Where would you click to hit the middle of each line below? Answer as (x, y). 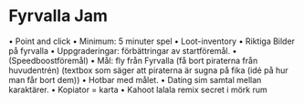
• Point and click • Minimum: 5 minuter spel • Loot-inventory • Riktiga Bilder (152, 41)
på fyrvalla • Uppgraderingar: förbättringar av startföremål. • (123, 50)
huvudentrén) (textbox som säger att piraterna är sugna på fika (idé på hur (148, 70)
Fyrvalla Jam (58, 16)
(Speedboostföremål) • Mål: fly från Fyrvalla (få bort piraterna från (133, 60)
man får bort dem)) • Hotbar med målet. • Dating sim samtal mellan (135, 79)
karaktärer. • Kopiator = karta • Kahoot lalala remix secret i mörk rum (138, 89)
